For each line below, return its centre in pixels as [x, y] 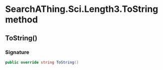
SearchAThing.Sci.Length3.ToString [82, 9]
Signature [17, 52]
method [22, 20]
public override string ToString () [42, 62]
